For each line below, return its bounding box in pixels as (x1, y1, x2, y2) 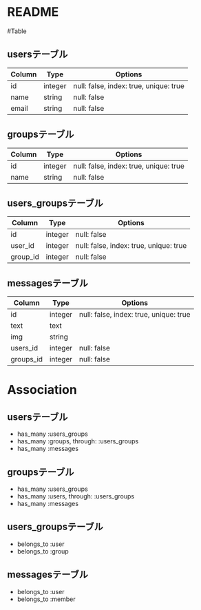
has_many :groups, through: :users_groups (17, 437, 139, 445)
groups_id (10, 355, 43, 364)
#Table (7, 27, 27, 35)
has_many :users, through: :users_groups (17, 492, 135, 500)
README (7, 4, 59, 20)
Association (7, 382, 77, 398)
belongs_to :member (17, 595, 76, 603)
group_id (10, 252, 39, 262)
